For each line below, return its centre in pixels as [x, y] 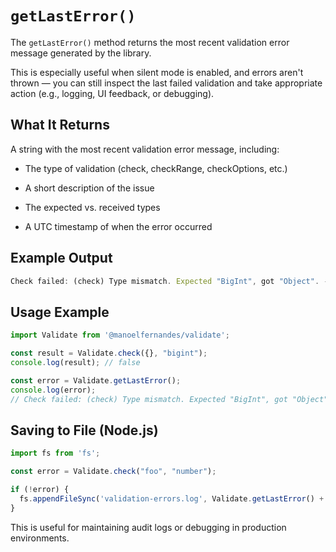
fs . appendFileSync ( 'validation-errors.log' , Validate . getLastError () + [172, 498]
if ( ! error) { [40, 490]
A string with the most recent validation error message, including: [145, 149]
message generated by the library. [81, 53]
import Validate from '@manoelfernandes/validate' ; [120, 335]
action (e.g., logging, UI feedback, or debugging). [112, 93]
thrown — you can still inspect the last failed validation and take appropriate [166, 83]
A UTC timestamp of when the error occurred [118, 226]
